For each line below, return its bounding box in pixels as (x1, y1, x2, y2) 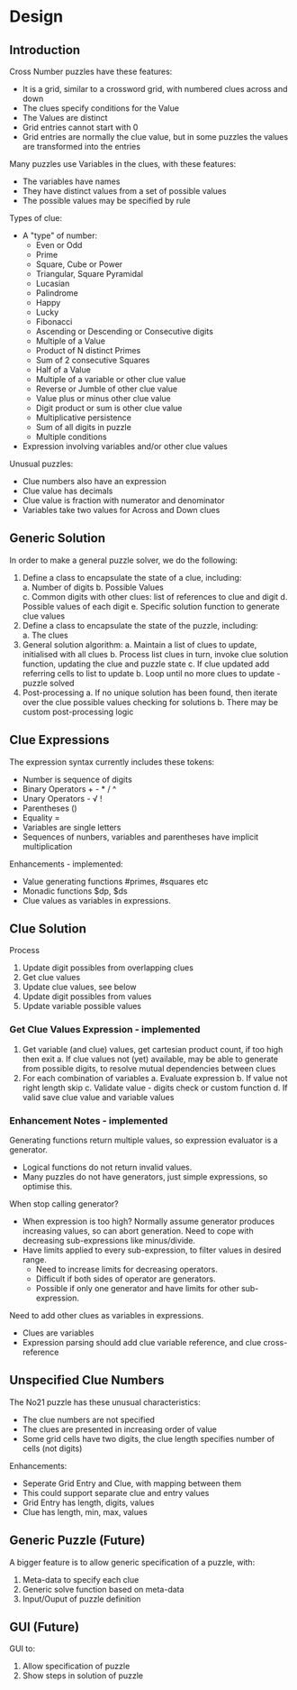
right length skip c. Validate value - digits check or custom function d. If (22, 1082, 288, 1093)
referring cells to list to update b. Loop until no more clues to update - (22, 667, 281, 678)
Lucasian (35, 278, 70, 289)
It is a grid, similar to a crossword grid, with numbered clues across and (22, 84, 288, 94)
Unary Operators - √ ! (22, 793, 103, 804)
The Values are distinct (22, 113, 108, 123)
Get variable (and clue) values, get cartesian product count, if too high (22, 1043, 283, 1054)
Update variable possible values (22, 1001, 142, 1012)
